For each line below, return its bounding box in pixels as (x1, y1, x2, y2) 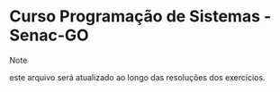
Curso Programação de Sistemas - (9, 6, 272, 27)
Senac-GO (9, 25, 89, 46)
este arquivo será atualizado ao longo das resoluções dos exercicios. (9, 71, 266, 82)
